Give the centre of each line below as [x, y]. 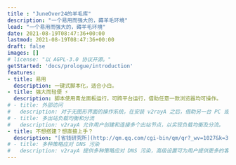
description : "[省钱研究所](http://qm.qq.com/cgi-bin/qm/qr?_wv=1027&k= [120, 138]
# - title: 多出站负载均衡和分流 [51, 118]
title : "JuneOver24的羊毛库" [49, 14]
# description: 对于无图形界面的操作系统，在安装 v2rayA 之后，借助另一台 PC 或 [118, 112]
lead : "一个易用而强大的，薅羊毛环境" [57, 27]
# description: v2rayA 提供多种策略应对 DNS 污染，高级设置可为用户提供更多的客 [118, 151]
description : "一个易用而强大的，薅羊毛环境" [67, 20]
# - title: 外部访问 [35, 105]
